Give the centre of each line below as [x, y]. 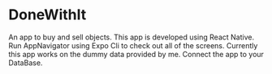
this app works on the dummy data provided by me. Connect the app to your [136, 54]
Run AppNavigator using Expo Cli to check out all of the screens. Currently [133, 45]
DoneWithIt [47, 15]
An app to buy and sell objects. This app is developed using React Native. [131, 37]
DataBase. [26, 63]
